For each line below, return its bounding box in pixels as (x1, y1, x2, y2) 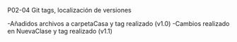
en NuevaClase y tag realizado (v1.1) (7, 27, 113, 35)
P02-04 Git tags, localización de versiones (7, 6, 132, 14)
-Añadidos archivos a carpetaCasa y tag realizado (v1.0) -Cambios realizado (7, 20, 230, 27)
